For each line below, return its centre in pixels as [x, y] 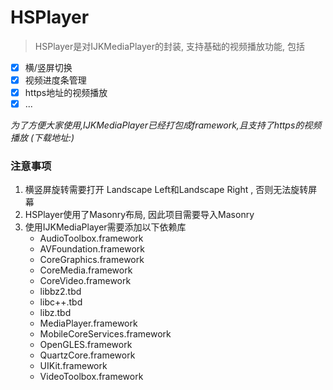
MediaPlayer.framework [88, 323]
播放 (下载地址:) [42, 138]
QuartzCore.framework [87, 355]
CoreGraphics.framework [92, 260]
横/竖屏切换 [48, 67]
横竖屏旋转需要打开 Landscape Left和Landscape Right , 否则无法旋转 [166, 190]
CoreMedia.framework [86, 270]
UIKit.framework [73, 366]
